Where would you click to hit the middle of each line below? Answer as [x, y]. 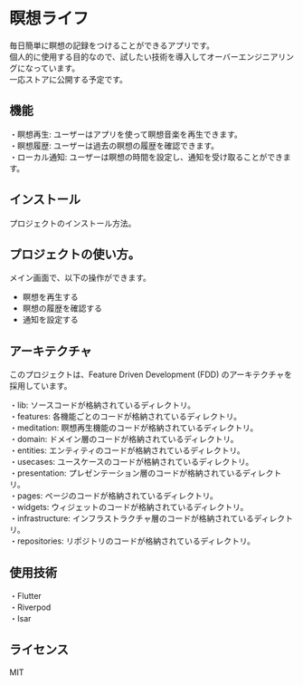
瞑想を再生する [50, 297]
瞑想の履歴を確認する [62, 308]
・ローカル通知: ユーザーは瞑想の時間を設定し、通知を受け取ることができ [146, 157]
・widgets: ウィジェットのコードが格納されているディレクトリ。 [129, 507]
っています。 [56, 68]
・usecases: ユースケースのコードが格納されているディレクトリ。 [132, 462]
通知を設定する [50, 320]
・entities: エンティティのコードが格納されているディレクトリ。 [128, 450]
